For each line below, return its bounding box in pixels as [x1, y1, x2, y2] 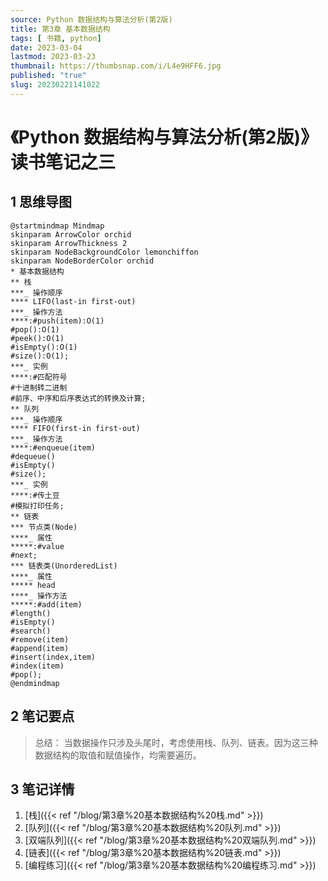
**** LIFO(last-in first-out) [10, 296, 137, 306]
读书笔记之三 [10, 151, 117, 173]
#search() [10, 626, 52, 636]
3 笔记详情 [10, 781, 75, 798]
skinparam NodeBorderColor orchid [10, 256, 155, 266]
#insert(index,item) [10, 652, 97, 662]
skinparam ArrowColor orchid [10, 229, 132, 240]
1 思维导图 [10, 194, 73, 211]
